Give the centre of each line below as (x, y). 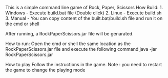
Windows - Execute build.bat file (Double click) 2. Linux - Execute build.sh (83, 13)
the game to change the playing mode (45, 70)
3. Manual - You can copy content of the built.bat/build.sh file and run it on (84, 18)
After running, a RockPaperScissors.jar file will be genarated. (70, 34)
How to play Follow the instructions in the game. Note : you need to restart (84, 64)
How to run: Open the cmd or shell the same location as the (68, 44)
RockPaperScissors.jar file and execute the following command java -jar (81, 49)
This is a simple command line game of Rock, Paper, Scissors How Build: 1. (84, 7)
